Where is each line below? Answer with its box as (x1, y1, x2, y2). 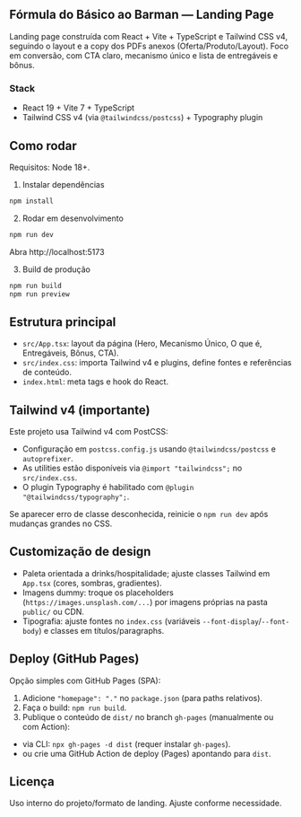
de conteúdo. (21, 367, 73, 378)
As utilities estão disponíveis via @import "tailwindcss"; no (21, 462, 243, 474)
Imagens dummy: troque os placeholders (21, 587, 175, 598)
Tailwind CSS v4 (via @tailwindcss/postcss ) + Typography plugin (21, 112, 263, 123)
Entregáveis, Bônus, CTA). (21, 347, 119, 358)
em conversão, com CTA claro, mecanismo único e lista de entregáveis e (9, 49, 279, 61)
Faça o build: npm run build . (21, 702, 127, 713)
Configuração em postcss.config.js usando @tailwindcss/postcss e (21, 444, 276, 454)
